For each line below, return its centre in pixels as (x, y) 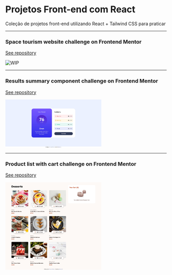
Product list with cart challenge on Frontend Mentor (71, 164)
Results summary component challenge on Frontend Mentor (82, 81)
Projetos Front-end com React (70, 9)
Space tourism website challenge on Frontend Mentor (73, 42)
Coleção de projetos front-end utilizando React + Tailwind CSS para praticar (85, 24)
